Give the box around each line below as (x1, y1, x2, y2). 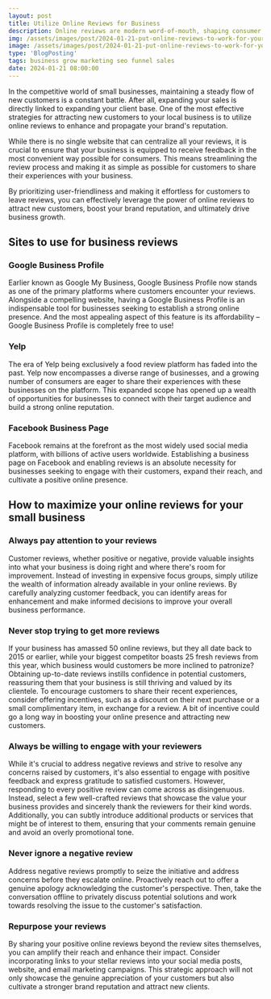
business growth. (8, 211, 66, 222)
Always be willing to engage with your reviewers (8, 740, 202, 751)
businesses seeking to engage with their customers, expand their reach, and (8, 466, 263, 476)
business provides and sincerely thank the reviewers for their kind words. (8, 802, 252, 812)
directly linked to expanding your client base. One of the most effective (8, 103, 244, 113)
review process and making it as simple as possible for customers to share (8, 162, 256, 172)
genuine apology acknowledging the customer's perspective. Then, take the (8, 883, 262, 892)
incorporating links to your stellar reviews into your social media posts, (8, 955, 244, 965)
